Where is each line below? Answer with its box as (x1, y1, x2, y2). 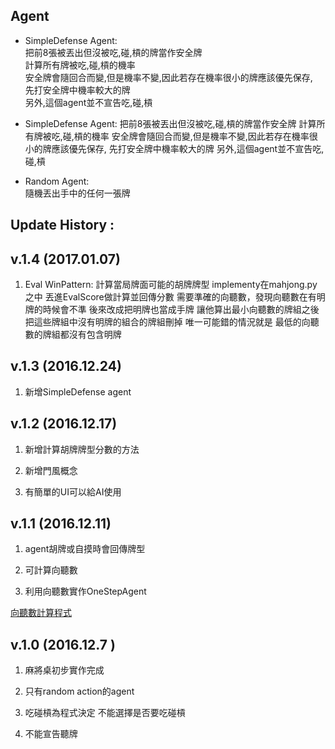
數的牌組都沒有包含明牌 (24, 329, 122, 341)
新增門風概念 (24, 464, 78, 476)
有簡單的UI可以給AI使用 (24, 485, 122, 498)
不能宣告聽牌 (24, 728, 78, 740)
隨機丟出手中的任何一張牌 (24, 187, 131, 199)
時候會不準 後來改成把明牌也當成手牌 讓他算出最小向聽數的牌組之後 (42, 304, 320, 316)
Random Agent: (24, 175, 90, 187)
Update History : (10, 217, 115, 234)
